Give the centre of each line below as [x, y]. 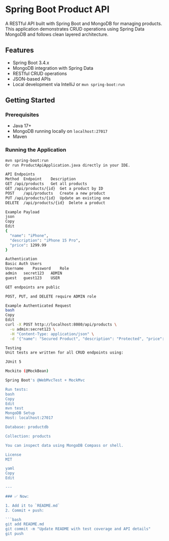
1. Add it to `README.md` [32, 505]
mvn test [14, 409]
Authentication [21, 259]
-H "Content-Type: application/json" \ [52, 334]
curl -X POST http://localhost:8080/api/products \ [61, 324]
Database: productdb [27, 427]
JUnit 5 [13, 362]
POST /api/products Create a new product [55, 193]
